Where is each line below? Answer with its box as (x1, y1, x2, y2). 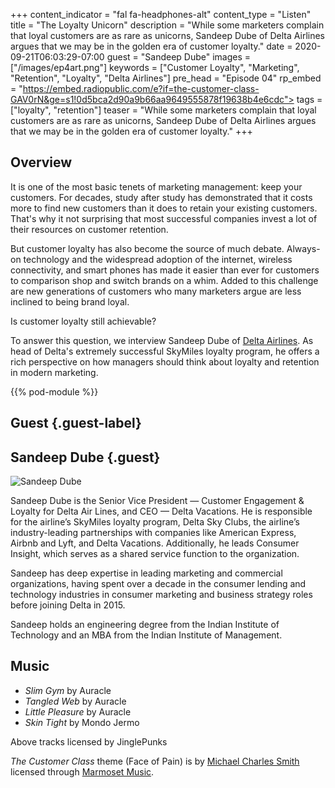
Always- (286, 242, 321, 254)
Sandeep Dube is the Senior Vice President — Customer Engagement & (10, 495, 305, 507)
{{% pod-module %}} (10, 385, 99, 398)
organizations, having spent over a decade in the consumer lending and (10, 578, 307, 590)
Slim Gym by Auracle (24, 684, 112, 696)
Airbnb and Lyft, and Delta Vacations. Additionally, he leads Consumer (10, 537, 300, 549)
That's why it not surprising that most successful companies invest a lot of (10, 212, 318, 224)
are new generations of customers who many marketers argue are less (10, 285, 302, 297)
